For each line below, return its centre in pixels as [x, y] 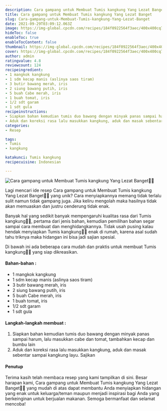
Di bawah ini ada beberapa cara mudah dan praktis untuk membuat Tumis [81, 247]
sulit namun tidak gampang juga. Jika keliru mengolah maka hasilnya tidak [81, 201]
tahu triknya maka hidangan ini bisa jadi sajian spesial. [60, 237]
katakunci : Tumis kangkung [33, 157]
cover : [12, 51]
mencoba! [15, 404]
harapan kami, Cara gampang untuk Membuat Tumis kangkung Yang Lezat [82, 383]
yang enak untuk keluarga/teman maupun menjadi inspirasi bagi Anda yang [82, 394]
